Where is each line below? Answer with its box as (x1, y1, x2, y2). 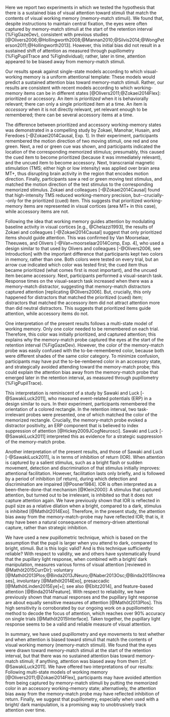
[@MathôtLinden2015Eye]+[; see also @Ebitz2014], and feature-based (5, 583, 153, 589)
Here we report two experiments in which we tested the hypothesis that (5, 5, 155, 10)
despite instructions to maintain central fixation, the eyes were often (5, 20, 148, 27)
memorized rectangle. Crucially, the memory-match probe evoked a (5, 417, 147, 423)
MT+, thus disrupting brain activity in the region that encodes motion (5, 170, 149, 177)
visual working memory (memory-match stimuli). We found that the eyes (5, 642, 157, 648)
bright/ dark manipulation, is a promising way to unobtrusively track (5, 702, 147, 707)
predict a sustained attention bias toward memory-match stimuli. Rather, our (5, 79, 164, 85)
